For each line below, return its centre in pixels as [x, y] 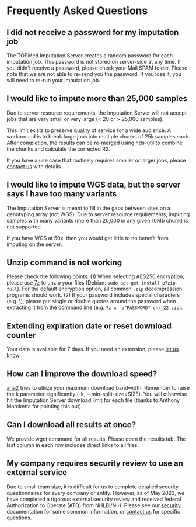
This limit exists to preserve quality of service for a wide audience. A [89, 130]
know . [14, 355]
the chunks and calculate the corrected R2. [58, 149]
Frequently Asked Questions [77, 11]
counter [21, 335]
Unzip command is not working [64, 263]
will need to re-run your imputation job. [54, 80]
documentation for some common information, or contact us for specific [93, 511]
